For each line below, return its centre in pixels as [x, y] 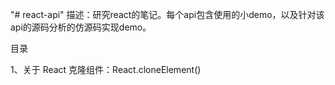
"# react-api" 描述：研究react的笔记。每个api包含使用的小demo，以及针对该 [167, 14]
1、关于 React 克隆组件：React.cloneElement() [106, 69]
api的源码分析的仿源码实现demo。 [81, 27]
